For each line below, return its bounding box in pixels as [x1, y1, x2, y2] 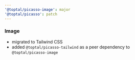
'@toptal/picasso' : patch [4, 12, 57, 17]
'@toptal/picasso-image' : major [4, 7, 70, 12]
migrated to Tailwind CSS [11, 39, 63, 44]
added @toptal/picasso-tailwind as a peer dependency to [11, 44, 130, 50]
